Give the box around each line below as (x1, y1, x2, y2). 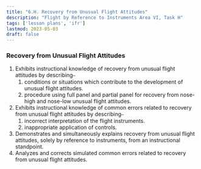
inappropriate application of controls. (24, 124, 117, 131)
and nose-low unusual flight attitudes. (36, 98, 132, 105)
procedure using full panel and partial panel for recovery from (24, 91, 179, 99)
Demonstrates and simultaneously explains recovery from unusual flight (15, 130, 196, 138)
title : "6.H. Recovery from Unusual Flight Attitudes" (6, 8, 148, 15)
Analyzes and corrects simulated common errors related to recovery (15, 150, 186, 157)
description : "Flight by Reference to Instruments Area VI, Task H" (6, 15, 183, 21)
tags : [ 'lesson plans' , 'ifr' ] (6, 20, 86, 26)
